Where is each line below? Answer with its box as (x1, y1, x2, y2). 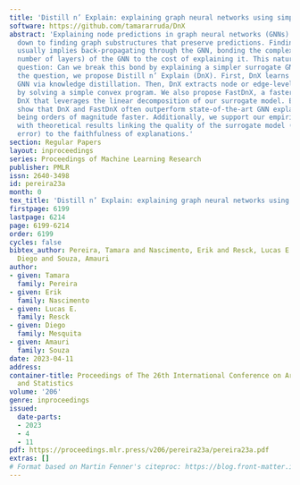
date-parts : (17, 413, 62, 421)
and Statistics (17, 379, 74, 388)
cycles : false (9, 238, 62, 247)
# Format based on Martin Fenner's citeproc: (9, 463, 181, 472)
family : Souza (17, 345, 70, 354)
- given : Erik (9, 287, 62, 296)
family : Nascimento (17, 296, 90, 305)
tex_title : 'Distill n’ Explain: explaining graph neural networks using (9, 196, 290, 206)
